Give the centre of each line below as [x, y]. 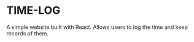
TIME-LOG [33, 10]
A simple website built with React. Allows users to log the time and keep [97, 27]
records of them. [28, 33]
